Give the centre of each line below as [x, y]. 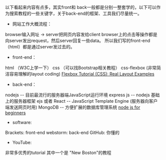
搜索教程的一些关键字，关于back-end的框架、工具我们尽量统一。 [76, 13]
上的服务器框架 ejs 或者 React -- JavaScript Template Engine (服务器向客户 [82, 101]
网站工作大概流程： [32, 24]
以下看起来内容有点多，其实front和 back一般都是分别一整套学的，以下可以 [81, 7]
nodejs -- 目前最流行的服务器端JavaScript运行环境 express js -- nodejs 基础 [83, 95]
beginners [16, 113]
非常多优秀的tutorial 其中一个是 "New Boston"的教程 [58, 153]
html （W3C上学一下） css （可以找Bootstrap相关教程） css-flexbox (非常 [81, 68]
